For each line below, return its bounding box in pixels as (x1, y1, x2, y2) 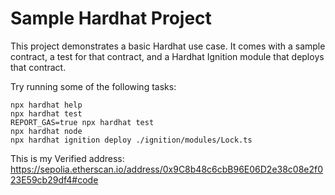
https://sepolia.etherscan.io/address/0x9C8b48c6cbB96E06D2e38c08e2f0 (10, 163, 324, 175)
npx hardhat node (10, 126, 83, 136)
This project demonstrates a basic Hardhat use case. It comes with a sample (10, 40, 326, 52)
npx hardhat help (10, 100, 83, 110)
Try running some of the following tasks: (10, 80, 177, 92)
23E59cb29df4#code (10, 173, 99, 186)
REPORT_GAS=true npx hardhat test (10, 117, 155, 127)
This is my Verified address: (10, 152, 125, 164)
